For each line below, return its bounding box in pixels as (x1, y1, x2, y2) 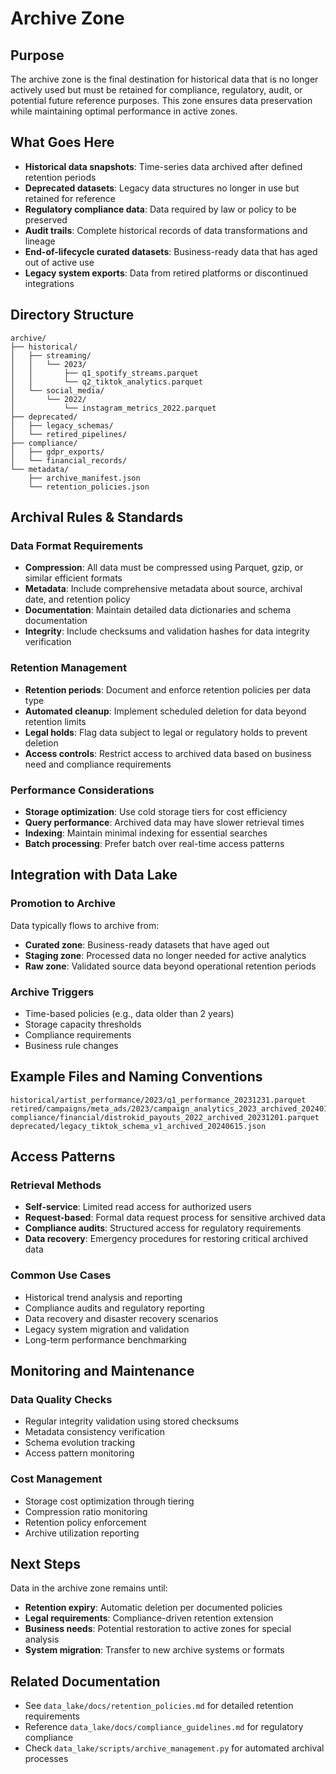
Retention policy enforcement (24, 1516, 147, 1528)
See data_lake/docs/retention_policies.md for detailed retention (24, 1700, 294, 1712)
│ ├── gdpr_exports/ (10, 447, 105, 457)
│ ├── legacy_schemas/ (10, 420, 114, 431)
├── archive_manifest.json (28, 473, 141, 483)
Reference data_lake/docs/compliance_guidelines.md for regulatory (24, 1721, 304, 1733)
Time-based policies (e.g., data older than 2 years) (24, 1007, 235, 1019)
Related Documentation (10, 1673, 161, 1690)
